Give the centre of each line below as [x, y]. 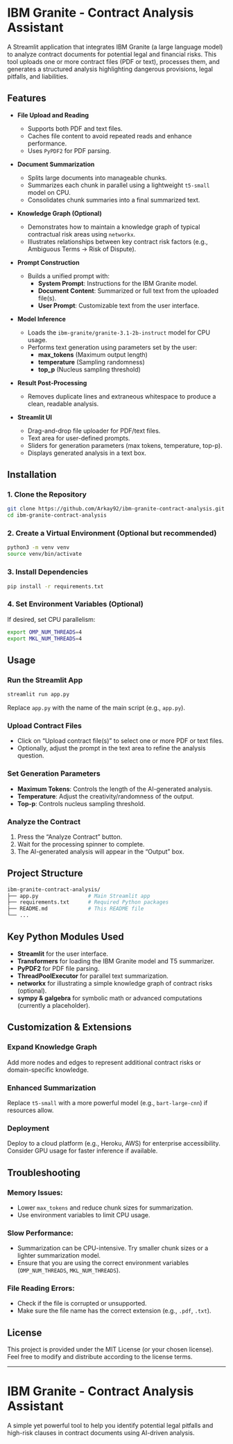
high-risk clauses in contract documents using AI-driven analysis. [101, 1433]
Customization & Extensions [69, 1027]
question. [31, 755]
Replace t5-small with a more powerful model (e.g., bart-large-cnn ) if [107, 1102]
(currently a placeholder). [53, 1005]
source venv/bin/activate [44, 554]
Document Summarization [56, 164]
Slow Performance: [41, 1233]
